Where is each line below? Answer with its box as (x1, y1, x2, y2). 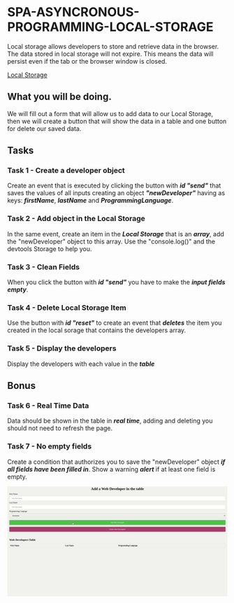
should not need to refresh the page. (7, 424, 113, 432)
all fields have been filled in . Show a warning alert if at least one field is (7, 464, 216, 473)
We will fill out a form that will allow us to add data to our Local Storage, (7, 109, 214, 118)
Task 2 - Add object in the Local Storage (7, 214, 145, 224)
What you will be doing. (7, 91, 112, 103)
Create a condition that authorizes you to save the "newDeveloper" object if (7, 457, 226, 466)
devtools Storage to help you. (7, 244, 92, 253)
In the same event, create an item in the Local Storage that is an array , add (7, 229, 225, 238)
